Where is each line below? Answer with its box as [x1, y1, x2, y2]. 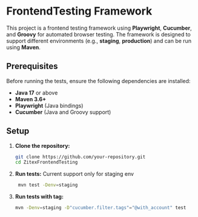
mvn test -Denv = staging [18, 182, 78, 189]
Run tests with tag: [15, 193, 64, 201]
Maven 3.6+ [15, 95, 47, 102]
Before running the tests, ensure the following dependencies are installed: [6, 77, 191, 84]
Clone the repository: [15, 142, 70, 149]
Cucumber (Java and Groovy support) [15, 108, 111, 116]
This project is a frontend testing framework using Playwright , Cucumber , [6, 24, 192, 32]
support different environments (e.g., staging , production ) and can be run [6, 37, 192, 44]
